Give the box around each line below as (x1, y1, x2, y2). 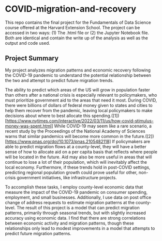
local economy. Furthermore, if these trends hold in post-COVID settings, (5, 164, 151, 170)
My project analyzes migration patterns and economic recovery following (5, 67, 151, 73)
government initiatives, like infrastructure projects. (16, 174, 117, 180)
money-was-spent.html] (5, 123, 53, 129)
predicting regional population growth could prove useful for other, (5, 169, 138, 175)
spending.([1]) (91, 113, 119, 119)
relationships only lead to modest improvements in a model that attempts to (5, 225, 155, 231)
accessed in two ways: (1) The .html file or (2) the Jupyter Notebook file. (5, 30, 149, 35)
